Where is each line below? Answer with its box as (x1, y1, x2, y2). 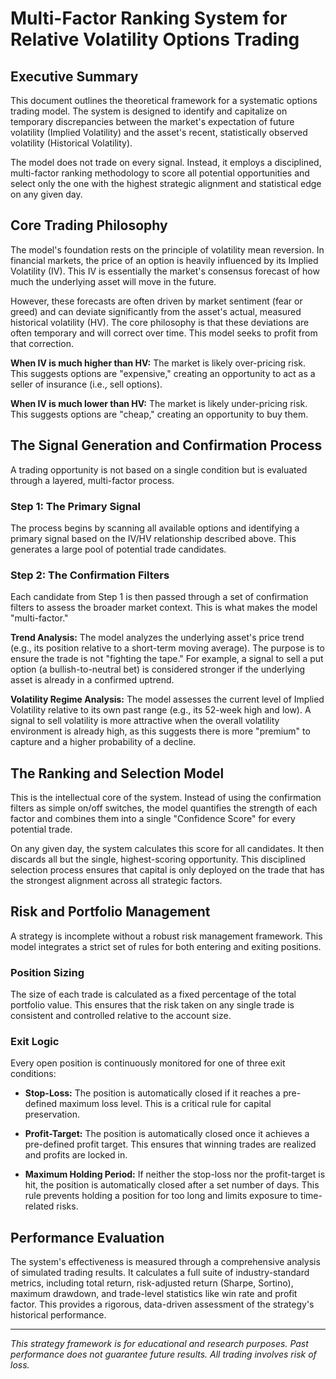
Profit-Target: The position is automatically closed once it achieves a (24, 1128, 310, 1140)
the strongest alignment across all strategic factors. (10, 875, 223, 887)
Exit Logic (10, 1035, 60, 1049)
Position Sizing (10, 965, 85, 979)
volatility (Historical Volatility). (10, 137, 133, 149)
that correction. (10, 337, 74, 349)
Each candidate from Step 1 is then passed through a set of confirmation (10, 591, 309, 603)
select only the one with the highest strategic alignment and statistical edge (10, 178, 322, 189)
